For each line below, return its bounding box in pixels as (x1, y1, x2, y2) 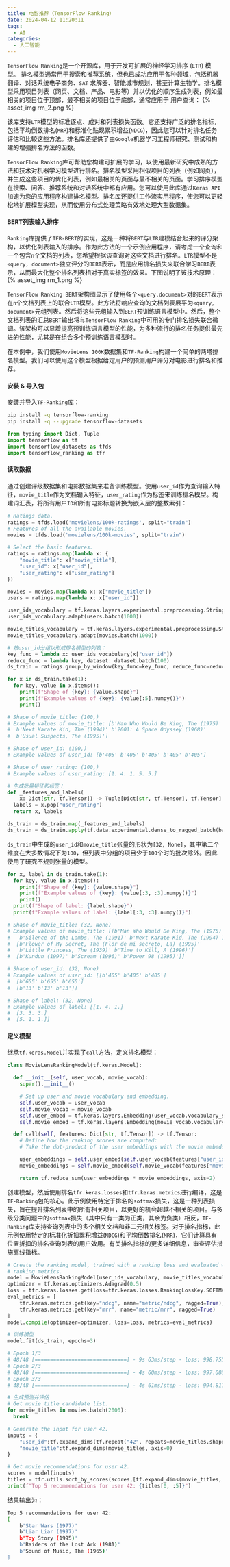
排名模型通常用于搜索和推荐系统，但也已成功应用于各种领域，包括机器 (20, 70, 219, 78)
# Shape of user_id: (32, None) (7, 966, 99, 973)
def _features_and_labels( (7, 789, 84, 796)
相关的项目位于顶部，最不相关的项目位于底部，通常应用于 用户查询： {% (7, 96, 211, 103)
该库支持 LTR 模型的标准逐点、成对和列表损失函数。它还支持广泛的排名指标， (7, 118, 220, 125)
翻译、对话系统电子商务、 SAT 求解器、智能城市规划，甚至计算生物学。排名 (7, 79, 216, 86)
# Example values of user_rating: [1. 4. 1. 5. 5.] (7, 770, 157, 777)
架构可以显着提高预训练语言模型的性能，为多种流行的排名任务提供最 (25, 325, 217, 333)
